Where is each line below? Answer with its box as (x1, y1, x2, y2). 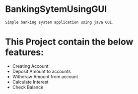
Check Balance (12, 84, 44, 90)
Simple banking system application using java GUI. (5, 20, 114, 25)
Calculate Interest (12, 79, 49, 85)
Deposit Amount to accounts (12, 68, 71, 74)
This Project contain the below (5, 36, 134, 47)
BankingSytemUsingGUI (5, 3, 107, 15)
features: (5, 47, 44, 58)
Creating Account (12, 63, 49, 69)
